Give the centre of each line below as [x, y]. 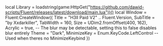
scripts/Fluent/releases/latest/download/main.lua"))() [60, 12]
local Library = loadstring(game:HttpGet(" [48, 7]
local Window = [131, 12]
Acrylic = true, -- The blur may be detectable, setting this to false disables [81, 28]
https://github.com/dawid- [117, 7]
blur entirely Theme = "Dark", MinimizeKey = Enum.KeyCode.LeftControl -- [82, 33]
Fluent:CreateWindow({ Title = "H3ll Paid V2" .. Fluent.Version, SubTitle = [80, 17]
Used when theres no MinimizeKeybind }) [48, 38]
